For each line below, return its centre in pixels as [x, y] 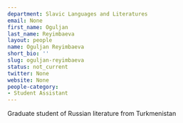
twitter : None [28, 73]
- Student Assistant [38, 93]
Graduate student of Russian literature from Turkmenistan [92, 114]
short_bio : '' [28, 54]
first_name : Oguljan [38, 27]
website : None [28, 80]
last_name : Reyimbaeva [41, 34]
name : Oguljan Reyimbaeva [46, 47]
